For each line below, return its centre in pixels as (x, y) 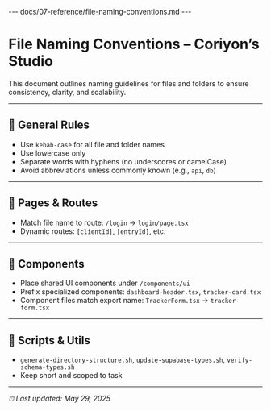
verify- (240, 361)
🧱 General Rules (49, 125)
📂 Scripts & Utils (49, 340)
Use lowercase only (53, 153)
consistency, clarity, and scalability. (67, 92)
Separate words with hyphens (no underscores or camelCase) (123, 161)
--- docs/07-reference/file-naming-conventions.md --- (100, 12)
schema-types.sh (47, 367)
